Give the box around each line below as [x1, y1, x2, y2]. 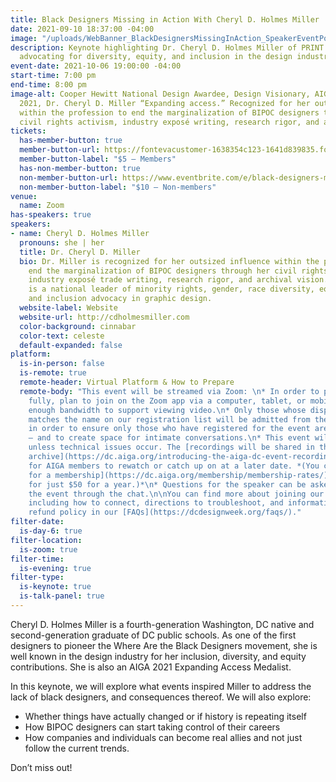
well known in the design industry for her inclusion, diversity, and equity [10, 650, 307, 662]
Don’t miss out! [10, 761, 73, 773]
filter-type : [10, 572, 65, 583]
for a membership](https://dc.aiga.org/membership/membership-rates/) [28, 470, 329, 480]
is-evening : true [19, 563, 92, 573]
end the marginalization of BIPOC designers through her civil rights [28, 266, 329, 276]
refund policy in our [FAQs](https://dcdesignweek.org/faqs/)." [28, 507, 302, 518]
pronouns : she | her [19, 237, 105, 248]
